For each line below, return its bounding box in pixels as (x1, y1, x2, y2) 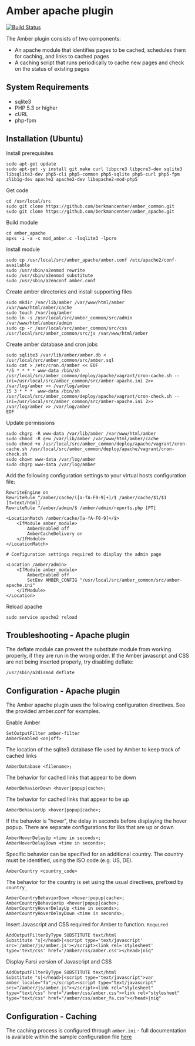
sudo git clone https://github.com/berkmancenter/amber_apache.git (6, 208, 175, 215)
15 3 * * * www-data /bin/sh (6, 388, 80, 394)
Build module (6, 219, 38, 226)
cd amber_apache (6, 230, 46, 236)
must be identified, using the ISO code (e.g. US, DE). (6, 857, 133, 864)
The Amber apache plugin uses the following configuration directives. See (6, 701, 186, 708)
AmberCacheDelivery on (27, 530, 83, 537)
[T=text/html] (6, 500, 41, 506)
